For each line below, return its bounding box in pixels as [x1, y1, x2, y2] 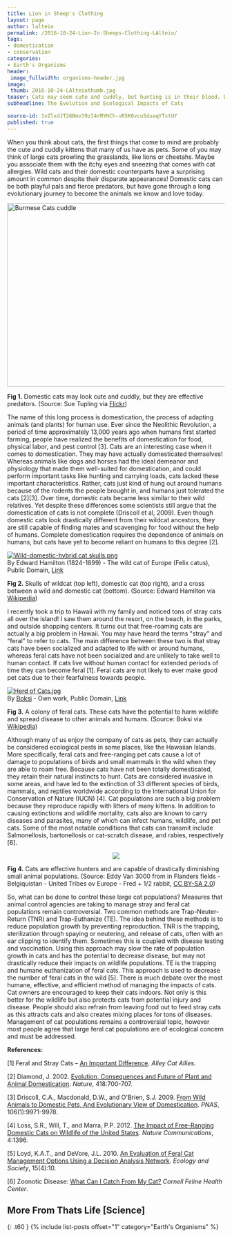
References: [7, 1045, 43, 1054]
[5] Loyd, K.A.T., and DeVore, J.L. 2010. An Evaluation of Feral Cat [7, 1149, 195, 1157]
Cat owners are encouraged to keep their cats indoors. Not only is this [7, 988, 207, 996]
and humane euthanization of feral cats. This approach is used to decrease [7, 966, 221, 974]
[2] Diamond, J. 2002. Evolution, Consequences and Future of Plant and [7, 1072, 212, 1080]
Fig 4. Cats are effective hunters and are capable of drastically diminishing [7, 864, 220, 873]
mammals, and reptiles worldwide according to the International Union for [7, 787, 217, 795]
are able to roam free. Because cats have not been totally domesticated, [7, 765, 213, 773]
